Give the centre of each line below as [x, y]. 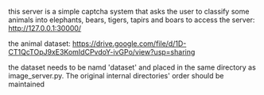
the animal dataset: [40, 44]
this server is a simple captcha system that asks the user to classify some [129, 11]
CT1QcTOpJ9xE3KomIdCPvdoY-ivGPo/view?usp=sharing [102, 52]
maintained [27, 84]
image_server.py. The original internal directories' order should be [116, 76]
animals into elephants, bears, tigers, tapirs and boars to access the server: [132, 20]
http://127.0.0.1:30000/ [45, 28]
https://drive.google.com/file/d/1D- [129, 44]
